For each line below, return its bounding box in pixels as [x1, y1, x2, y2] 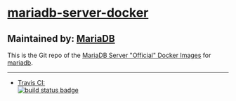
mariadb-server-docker [7, 5, 149, 21]
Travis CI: [17, 79, 46, 86]
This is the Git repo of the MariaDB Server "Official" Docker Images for [7, 51, 211, 59]
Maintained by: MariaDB [7, 33, 115, 45]
